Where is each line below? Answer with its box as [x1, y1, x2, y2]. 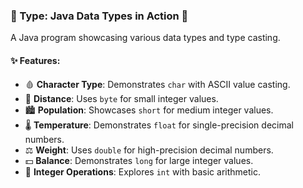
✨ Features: [10, 54, 61, 66]
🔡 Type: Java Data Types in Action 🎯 [10, 9, 189, 23]
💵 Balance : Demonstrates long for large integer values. [24, 154, 254, 166]
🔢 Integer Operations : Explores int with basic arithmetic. [24, 165, 261, 178]
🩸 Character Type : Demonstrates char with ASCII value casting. [24, 78, 291, 90]
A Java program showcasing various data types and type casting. [10, 32, 281, 44]
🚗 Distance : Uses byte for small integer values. [24, 92, 219, 104]
